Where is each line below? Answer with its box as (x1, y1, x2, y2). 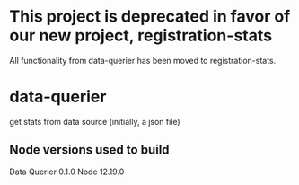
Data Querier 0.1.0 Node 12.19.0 (9, 166, 125, 177)
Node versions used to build (9, 142, 170, 158)
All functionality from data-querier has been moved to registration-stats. (9, 55, 277, 66)
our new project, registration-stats (9, 25, 272, 46)
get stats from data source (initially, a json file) (9, 116, 181, 127)
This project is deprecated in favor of (9, 6, 291, 27)
